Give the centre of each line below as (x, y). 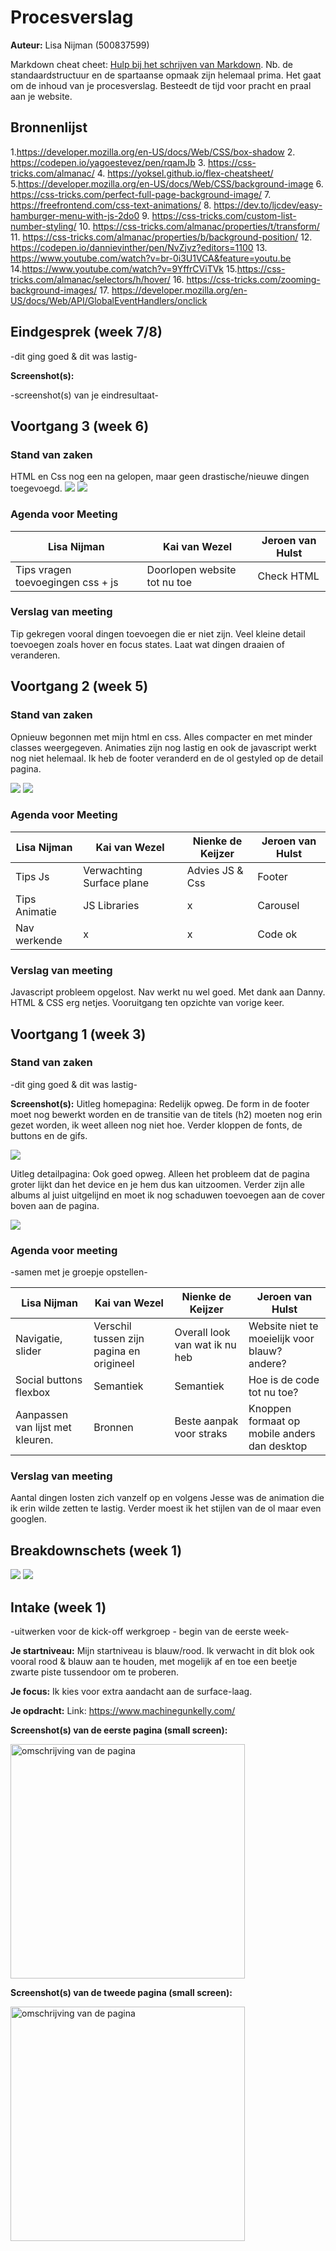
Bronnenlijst (49, 127)
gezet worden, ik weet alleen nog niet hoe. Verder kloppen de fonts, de (156, 1125)
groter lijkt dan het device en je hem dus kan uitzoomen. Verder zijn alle (157, 1184)
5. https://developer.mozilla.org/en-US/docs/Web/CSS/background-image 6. (167, 183)
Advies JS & (215, 870)
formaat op (274, 1421)
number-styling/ (43, 226)
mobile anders (282, 1434)
